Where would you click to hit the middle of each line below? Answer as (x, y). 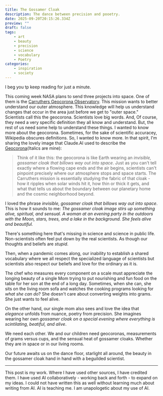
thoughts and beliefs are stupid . (37, 244)
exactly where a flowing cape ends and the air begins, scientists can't (87, 168)
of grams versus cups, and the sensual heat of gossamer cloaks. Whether (79, 338)
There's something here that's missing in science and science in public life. (80, 233)
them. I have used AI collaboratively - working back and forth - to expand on (81, 377)
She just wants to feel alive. (32, 299)
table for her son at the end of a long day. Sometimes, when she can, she (78, 283)
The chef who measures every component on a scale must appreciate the (79, 273)
